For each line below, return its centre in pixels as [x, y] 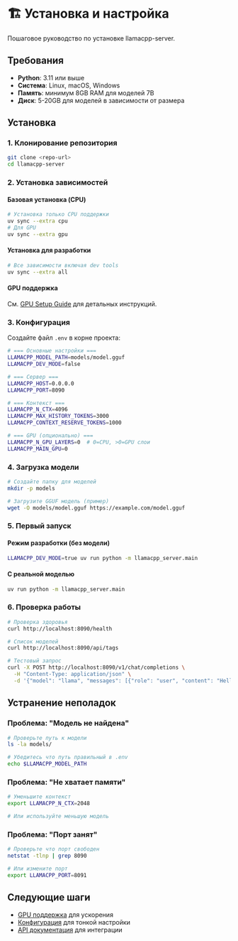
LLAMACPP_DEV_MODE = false [44, 364]
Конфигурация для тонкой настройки [74, 922]
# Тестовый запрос [34, 661]
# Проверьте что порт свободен [53, 849]
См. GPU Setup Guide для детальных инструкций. [82, 303]
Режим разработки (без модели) [58, 543]
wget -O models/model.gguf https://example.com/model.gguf [96, 508]
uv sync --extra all [38, 272]
